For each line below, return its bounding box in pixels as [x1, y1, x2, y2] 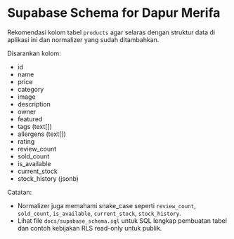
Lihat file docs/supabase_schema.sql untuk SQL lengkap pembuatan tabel [17, 216, 227, 225]
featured [17, 114, 43, 123]
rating [17, 137, 35, 145]
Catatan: [7, 188, 32, 196]
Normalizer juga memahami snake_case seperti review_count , [17, 201, 196, 210]
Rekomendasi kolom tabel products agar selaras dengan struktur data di [7, 28, 216, 36]
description [17, 100, 51, 108]
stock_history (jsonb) [17, 174, 79, 183]
